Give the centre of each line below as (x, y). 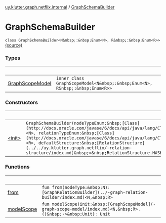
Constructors (21, 102)
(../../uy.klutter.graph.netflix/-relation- (79, 148)
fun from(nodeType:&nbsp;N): (76, 187)
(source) (14, 45)
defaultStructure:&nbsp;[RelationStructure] (92, 143)
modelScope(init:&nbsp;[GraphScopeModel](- (104, 204)
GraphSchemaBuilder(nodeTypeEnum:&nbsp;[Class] (83, 123)
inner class (70, 78)
